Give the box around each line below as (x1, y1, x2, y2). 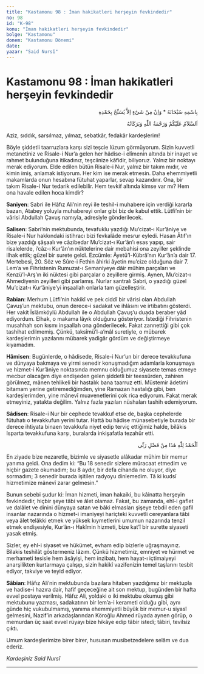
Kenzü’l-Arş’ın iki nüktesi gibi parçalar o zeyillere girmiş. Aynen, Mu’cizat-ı (6, 271, 191, 278)
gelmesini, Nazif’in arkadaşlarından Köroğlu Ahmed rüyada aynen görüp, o (6, 611, 192, 619)
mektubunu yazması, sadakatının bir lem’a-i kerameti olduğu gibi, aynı (6, 598, 181, 606)
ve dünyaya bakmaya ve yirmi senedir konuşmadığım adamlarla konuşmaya (6, 359, 195, 367)
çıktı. (6, 625, 19, 632)
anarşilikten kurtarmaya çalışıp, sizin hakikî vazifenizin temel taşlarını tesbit (6, 561, 193, 568)
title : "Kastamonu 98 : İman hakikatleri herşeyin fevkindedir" (6, 9, 172, 15)
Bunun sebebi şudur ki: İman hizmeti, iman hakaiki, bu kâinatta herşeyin (6, 490, 185, 498)
